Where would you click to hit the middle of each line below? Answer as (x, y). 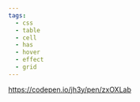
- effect (30, 60)
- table (28, 30)
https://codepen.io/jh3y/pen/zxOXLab (70, 89)
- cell (26, 38)
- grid (26, 67)
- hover (28, 52)
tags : (17, 15)
